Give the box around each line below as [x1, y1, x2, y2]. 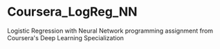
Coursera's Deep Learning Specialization [7, 33, 125, 42]
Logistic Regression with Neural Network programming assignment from [7, 27, 213, 35]
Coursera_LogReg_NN [7, 4, 138, 20]
